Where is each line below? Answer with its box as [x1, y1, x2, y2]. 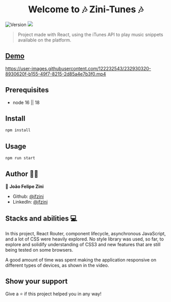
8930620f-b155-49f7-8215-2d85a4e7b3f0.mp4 [5, 71, 106, 77]
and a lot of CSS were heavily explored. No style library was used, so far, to [5, 236, 164, 242]
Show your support [5, 277, 68, 286]
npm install [5, 128, 31, 133]
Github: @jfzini [12, 193, 44, 199]
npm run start [5, 155, 36, 161]
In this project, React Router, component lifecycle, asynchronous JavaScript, [5, 230, 166, 236]
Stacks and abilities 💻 [5, 214, 78, 223]
